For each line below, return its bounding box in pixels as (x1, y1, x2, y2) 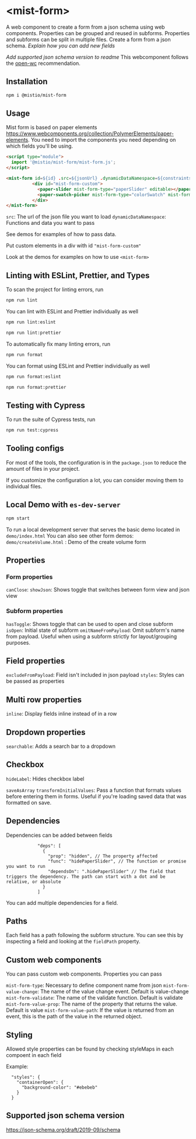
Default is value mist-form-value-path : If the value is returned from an (6, 1007, 174, 1014)
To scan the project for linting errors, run (6, 286, 104, 293)
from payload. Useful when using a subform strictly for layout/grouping (6, 632, 177, 639)
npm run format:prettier (6, 384, 66, 390)
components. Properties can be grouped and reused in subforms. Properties (6, 29, 190, 36)
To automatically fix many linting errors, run (6, 340, 111, 347)
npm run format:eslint (6, 374, 61, 379)
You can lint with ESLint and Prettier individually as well (6, 308, 139, 314)
